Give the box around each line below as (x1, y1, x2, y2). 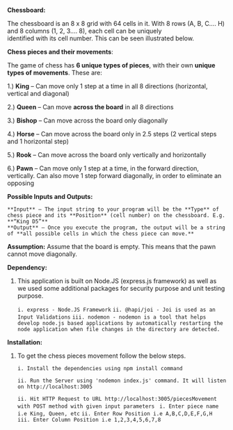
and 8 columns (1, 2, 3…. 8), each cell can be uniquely (7, 27, 162, 35)
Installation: (7, 338, 43, 347)
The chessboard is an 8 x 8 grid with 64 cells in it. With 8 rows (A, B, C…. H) (7, 19, 225, 27)
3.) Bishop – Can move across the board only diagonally (7, 116, 168, 125)
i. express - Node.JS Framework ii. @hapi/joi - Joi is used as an (17, 306, 216, 313)
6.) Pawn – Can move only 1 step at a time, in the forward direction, (7, 164, 200, 173)
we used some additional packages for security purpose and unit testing (17, 285, 225, 292)
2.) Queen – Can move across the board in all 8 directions (7, 103, 174, 111)
